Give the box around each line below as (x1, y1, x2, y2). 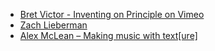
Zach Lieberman (19, 19, 88, 31)
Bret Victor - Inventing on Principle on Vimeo (19, 9, 205, 20)
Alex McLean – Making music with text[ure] (19, 30, 198, 41)
